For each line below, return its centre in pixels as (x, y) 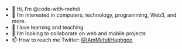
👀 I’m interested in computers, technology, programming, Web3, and (94, 15)
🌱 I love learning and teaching (47, 27)
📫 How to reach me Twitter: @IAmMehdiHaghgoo (72, 40)
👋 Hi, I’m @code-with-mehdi (46, 9)
